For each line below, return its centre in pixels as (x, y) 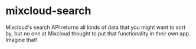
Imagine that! (22, 40)
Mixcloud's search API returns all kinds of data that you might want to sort (96, 27)
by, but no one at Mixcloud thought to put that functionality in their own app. (98, 33)
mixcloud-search (48, 11)
